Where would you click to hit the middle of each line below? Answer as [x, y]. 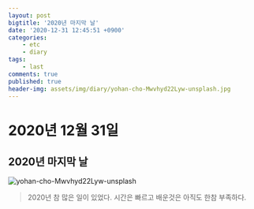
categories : [28, 37]
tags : [17, 60]
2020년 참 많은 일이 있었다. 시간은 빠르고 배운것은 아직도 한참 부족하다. [137, 197]
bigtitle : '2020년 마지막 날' [54, 23]
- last [33, 67]
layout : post [30, 15]
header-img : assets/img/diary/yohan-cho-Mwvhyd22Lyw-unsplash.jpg [120, 89]
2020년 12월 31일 [64, 130]
